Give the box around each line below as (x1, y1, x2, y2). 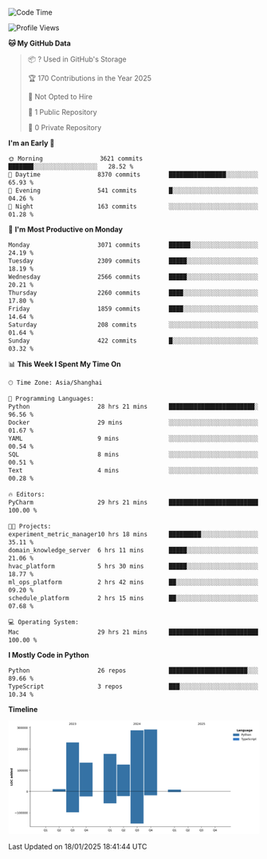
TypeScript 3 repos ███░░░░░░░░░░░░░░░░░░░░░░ (8, 683, 259, 691)
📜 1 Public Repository (27, 108, 97, 117)
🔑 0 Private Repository (27, 123, 102, 132)
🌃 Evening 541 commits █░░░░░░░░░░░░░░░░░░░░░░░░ (8, 187, 259, 195)
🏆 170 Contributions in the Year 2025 (27, 73, 152, 83)
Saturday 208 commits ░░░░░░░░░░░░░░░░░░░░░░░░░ (8, 321, 259, 329)
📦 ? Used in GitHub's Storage (27, 54, 128, 64)
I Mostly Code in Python (8, 651, 89, 659)
